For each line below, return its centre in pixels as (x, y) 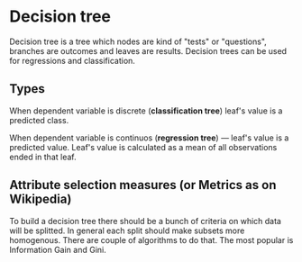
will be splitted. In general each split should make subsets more (127, 230)
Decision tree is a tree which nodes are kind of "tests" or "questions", (138, 41)
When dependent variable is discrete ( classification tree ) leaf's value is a (146, 111)
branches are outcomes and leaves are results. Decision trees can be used (148, 50)
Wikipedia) (41, 199)
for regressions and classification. (72, 60)
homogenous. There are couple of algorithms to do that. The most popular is (151, 239)
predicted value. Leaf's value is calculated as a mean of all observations (143, 147)
